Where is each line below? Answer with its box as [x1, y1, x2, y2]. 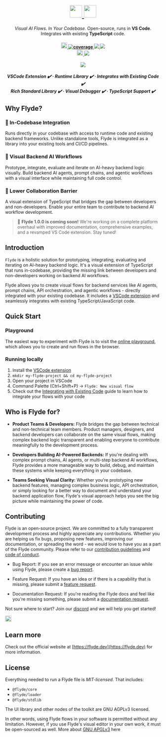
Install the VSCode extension [12, 367, 72, 373]
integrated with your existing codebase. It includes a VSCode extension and [5, 293, 160, 298]
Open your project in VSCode [12, 378, 73, 384]
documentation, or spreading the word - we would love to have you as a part [5, 541, 161, 547]
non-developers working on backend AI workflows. [5, 272, 110, 278]
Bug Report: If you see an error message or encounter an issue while [12, 561, 153, 567]
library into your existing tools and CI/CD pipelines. [5, 141, 109, 147]
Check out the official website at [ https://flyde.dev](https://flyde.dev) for [5, 644, 153, 650]
